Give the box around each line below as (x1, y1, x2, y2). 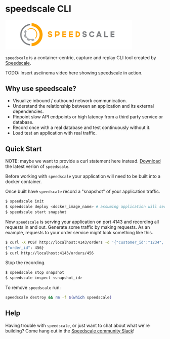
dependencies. (12, 108, 44, 114)
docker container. (5, 179, 42, 185)
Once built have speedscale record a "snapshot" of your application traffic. (5, 188, 160, 195)
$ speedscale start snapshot (5, 209, 67, 215)
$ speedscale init (5, 199, 44, 204)
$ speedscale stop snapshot (5, 270, 65, 275)
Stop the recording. (5, 260, 46, 266)
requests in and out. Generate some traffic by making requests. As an (5, 224, 150, 230)
